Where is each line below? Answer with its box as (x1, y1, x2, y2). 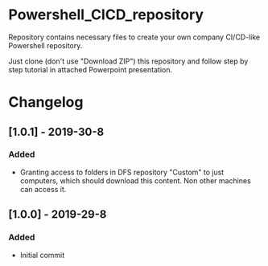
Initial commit (19, 250, 65, 260)
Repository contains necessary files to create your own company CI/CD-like (8, 32, 261, 42)
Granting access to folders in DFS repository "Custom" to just (19, 167, 225, 177)
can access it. (19, 184, 67, 194)
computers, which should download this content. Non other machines (19, 175, 251, 186)
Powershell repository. (8, 40, 83, 50)
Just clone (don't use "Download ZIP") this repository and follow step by (8, 56, 249, 66)
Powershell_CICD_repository (8, 6, 204, 24)
